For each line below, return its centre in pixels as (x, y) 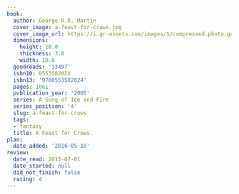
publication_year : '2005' (52, 93)
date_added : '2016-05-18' (52, 146)
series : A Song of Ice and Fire (61, 100)
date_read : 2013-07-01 (47, 160)
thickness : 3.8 (42, 54)
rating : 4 (27, 179)
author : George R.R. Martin (55, 21)
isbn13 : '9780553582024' (50, 80)
